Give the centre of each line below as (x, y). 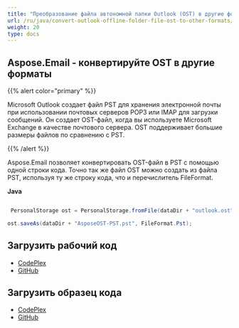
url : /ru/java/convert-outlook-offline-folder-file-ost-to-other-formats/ (121, 21)
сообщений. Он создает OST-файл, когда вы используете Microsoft (110, 120)
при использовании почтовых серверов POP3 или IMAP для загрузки (113, 112)
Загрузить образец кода (65, 293)
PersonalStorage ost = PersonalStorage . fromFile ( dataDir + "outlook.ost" (122, 211)
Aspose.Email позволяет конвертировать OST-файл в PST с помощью (113, 163)
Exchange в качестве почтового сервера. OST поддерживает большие (115, 127)
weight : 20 (23, 27)
